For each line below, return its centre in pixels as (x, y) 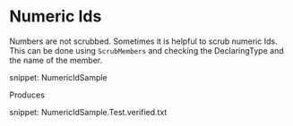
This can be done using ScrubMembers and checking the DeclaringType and (146, 50)
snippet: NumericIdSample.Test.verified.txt (88, 112)
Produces (27, 95)
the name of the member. (56, 60)
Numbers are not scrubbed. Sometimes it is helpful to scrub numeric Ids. (143, 41)
